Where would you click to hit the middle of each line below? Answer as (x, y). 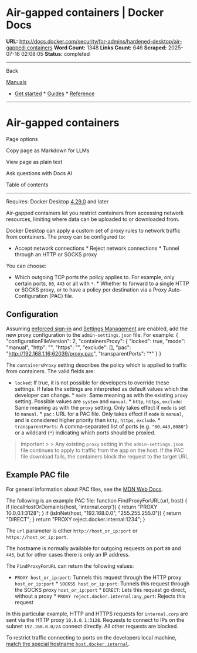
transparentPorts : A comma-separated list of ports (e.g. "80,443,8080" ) (101, 426)
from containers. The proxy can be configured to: (66, 237)
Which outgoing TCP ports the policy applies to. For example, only (94, 277)
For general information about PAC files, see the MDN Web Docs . (84, 489)
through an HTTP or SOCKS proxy (56, 254)
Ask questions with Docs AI (39, 173)
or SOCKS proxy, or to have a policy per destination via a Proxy (91, 289)
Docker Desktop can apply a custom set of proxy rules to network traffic (93, 230)
